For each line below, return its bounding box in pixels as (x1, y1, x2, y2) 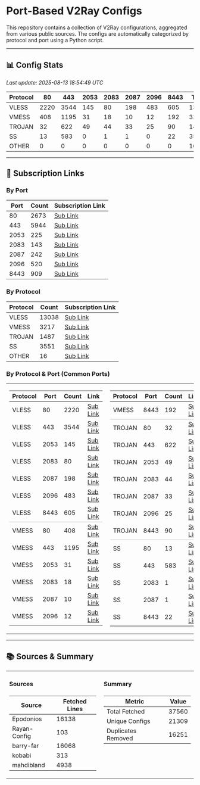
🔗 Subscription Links (6, 169, 85, 179)
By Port (6, 186, 29, 195)
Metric (124, 697, 145, 705)
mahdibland (12, 761, 46, 769)
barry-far (12, 742, 39, 750)
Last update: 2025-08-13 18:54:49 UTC (6, 79, 104, 86)
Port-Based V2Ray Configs (6, 4, 143, 18)
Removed (107, 734, 133, 742)
